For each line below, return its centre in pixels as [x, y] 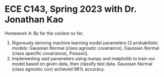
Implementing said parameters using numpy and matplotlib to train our [83, 58]
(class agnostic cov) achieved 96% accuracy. [58, 69]
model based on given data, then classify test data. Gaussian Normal [82, 64]
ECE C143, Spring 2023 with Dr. [71, 9]
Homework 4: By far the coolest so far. [44, 33]
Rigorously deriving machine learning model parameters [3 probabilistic [85, 42]
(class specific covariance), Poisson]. [50, 53]
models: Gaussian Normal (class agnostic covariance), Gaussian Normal [85, 48]
